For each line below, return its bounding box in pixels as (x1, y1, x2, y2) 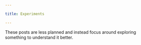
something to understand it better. (5, 34, 73, 40)
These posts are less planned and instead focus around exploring (5, 29, 136, 35)
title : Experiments (5, 11, 45, 16)
